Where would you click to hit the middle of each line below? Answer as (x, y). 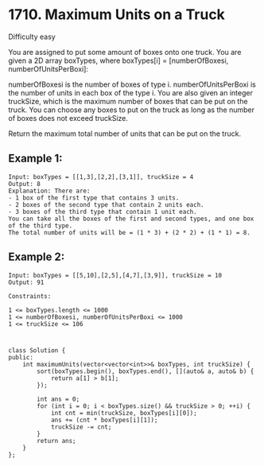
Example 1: (35, 159)
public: (21, 357)
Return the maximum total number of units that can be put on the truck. (124, 134)
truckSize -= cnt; (81, 427)
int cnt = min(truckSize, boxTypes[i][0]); (124, 413)
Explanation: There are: (49, 191)
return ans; (57, 441)
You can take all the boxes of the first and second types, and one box (131, 219)
